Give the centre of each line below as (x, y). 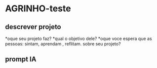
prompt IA (21, 59)
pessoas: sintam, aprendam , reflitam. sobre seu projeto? (63, 44)
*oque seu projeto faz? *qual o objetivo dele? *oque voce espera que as (78, 38)
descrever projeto (33, 27)
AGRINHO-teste (38, 9)
